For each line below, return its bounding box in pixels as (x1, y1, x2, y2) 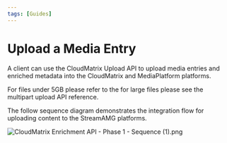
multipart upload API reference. (7, 92, 99, 101)
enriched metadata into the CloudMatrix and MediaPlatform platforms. (7, 71, 211, 80)
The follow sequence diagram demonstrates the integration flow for (7, 106, 204, 115)
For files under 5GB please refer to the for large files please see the (7, 85, 204, 94)
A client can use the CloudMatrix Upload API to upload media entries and (7, 64, 221, 73)
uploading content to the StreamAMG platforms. (7, 113, 147, 122)
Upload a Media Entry (7, 40, 136, 56)
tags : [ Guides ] (7, 10, 52, 18)
